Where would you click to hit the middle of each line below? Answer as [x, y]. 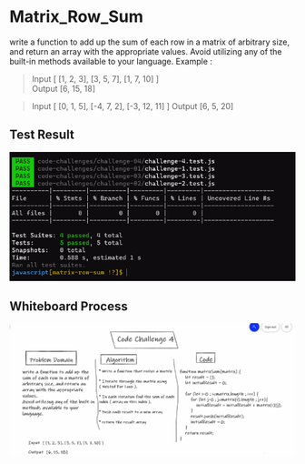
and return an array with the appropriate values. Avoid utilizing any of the [146, 51]
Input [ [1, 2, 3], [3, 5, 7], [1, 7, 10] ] [95, 78]
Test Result [42, 135]
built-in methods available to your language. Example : [111, 61]
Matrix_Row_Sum [76, 17]
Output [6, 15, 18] [64, 88]
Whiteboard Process [69, 306]
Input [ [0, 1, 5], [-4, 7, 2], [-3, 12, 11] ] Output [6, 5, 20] [133, 106]
